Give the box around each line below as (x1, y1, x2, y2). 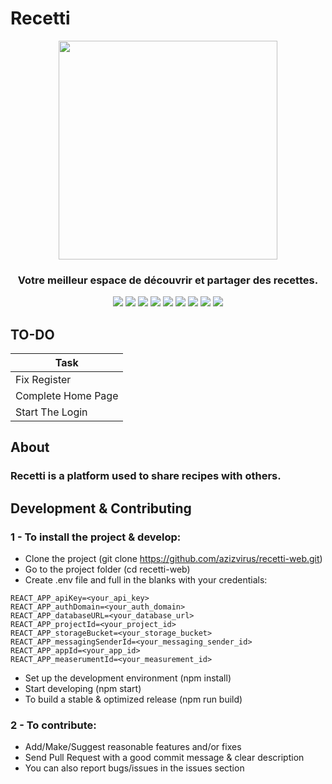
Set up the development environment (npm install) (24, 672, 232, 684)
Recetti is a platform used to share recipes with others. (10, 469, 282, 483)
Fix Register (15, 373, 72, 387)
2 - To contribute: (10, 718, 97, 732)
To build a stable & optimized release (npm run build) (24, 693, 243, 706)
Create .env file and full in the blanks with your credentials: (24, 574, 268, 586)
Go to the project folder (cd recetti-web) (24, 563, 191, 576)
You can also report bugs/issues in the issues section (24, 762, 245, 774)
